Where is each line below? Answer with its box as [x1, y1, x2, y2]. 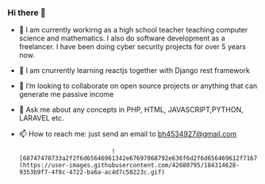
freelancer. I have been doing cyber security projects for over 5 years [18, 42, 247, 52]
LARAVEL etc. [18, 113, 64, 123]
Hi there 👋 [7, 7, 47, 18]
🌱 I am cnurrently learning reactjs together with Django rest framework [18, 66, 251, 75]
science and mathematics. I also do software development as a [18, 33, 225, 43]
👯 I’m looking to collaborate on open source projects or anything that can [18, 81, 258, 90]
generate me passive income [18, 90, 114, 99]
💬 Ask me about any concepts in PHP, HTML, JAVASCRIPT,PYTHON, [18, 105, 244, 114]
